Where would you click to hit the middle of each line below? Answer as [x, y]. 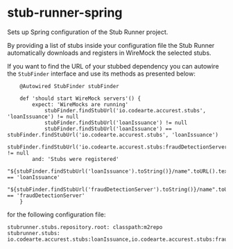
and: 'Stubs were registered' [76, 159]
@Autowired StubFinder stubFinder [69, 86]
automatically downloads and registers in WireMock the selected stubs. [109, 53]
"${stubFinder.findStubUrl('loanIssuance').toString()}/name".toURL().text [119, 171]
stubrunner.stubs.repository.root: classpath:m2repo [85, 227]
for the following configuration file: [57, 214]
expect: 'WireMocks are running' [80, 104]
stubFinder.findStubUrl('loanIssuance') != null [116, 123]
